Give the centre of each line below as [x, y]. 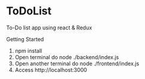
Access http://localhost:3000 [51, 69]
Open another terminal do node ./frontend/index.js [77, 63]
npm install [28, 51]
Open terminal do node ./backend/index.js [67, 57]
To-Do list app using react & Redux [49, 28]
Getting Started [25, 39]
